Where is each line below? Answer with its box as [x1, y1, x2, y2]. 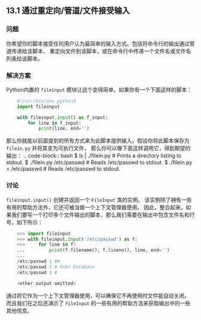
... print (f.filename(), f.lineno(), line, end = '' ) [17, 247, 170, 253]
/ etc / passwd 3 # [17, 269, 58, 276]
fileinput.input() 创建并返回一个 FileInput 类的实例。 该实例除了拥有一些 [6, 196, 192, 203]
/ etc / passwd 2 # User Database [17, 264, 95, 270]
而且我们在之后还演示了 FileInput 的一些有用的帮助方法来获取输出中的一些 [6, 299, 191, 307]
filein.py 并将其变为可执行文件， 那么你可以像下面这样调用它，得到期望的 [6, 144, 191, 152]
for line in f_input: [28, 120, 82, 126]
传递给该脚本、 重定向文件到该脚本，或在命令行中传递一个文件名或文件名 [11, 47, 191, 55]
